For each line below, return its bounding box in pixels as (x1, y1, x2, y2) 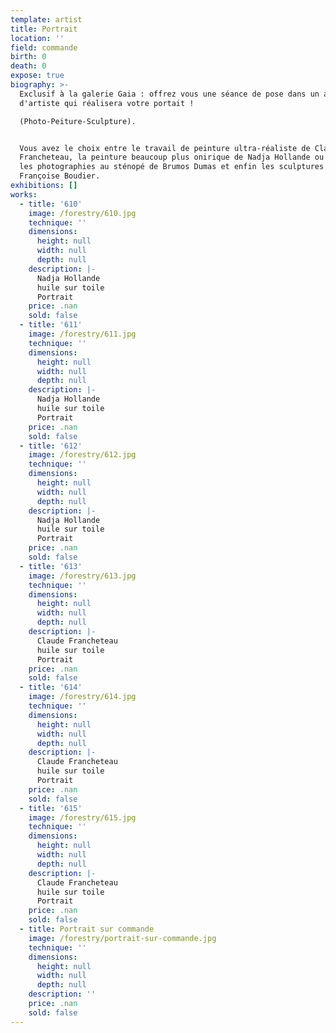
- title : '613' (19, 561, 83, 571)
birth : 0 (10, 52, 47, 62)
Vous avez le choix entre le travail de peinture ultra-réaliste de (19, 143, 311, 153)
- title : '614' (19, 682, 83, 693)
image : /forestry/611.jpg (28, 329, 137, 339)
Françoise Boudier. (19, 171, 101, 181)
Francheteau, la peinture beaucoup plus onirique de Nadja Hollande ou (19, 152, 325, 163)
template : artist (10, 14, 83, 25)
